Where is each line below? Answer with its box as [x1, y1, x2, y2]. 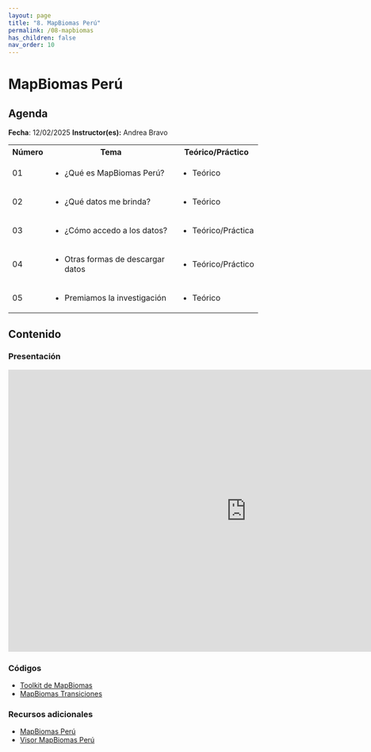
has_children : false [8, 33, 77, 42]
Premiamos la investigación [64, 293, 166, 304]
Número [12, 147, 44, 158]
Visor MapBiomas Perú [19, 735, 95, 745]
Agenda [8, 106, 48, 120]
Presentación [8, 351, 61, 362]
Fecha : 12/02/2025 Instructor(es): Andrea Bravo [8, 128, 168, 137]
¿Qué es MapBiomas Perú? [64, 167, 165, 178]
